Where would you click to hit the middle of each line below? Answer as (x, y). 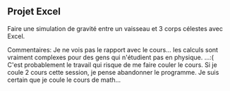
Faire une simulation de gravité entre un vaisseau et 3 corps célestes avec (115, 28)
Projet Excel (34, 12)
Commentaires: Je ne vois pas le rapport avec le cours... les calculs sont (113, 49)
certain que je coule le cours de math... (64, 80)
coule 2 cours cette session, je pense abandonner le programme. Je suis (113, 72)
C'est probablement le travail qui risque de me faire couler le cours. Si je (112, 65)
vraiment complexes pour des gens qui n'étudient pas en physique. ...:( (110, 57)
